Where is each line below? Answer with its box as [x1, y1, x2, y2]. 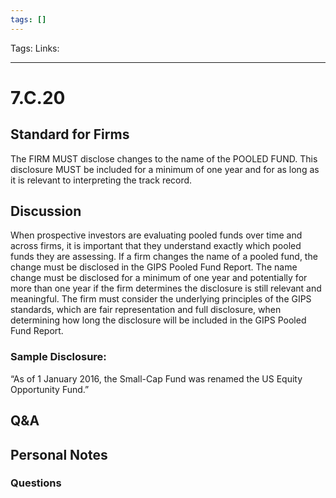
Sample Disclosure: [10, 350, 107, 364]
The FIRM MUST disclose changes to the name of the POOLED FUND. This [10, 152, 318, 165]
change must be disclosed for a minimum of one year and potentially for [10, 272, 308, 284]
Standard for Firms [10, 126, 130, 143]
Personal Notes [10, 446, 108, 463]
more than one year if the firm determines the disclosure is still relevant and [10, 282, 322, 295]
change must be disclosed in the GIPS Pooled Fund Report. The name [10, 261, 298, 273]
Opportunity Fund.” [10, 383, 90, 395]
